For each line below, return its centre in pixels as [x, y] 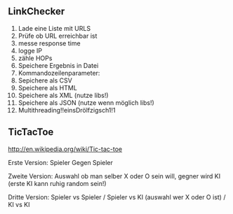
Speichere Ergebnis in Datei [58, 65]
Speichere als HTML [48, 87]
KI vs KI [19, 204]
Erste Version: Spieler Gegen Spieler [60, 162]
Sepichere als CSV [45, 80]
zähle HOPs [35, 58]
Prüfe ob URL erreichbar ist [58, 36]
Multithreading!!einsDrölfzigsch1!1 [67, 110]
